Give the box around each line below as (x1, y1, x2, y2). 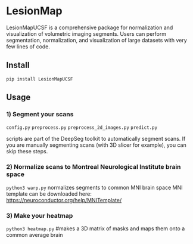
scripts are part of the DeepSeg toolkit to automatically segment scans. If (6, 135, 186, 143)
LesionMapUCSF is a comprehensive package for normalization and (6, 24, 173, 31)
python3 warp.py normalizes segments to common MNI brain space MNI (6, 184, 183, 191)
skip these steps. (6, 148, 48, 155)
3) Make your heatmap (6, 211, 73, 220)
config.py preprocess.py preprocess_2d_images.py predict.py (6, 125, 158, 131)
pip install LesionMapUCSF (6, 76, 73, 82)
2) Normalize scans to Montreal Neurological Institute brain (6, 163, 181, 171)
